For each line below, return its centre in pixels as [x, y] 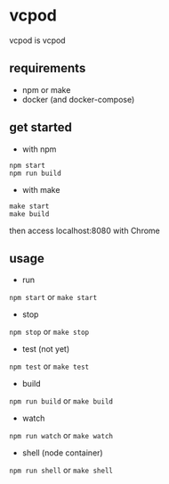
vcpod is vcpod [37, 40]
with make [41, 189]
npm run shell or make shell [61, 471]
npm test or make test [49, 366]
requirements [48, 68]
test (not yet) [46, 349]
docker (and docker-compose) [78, 99]
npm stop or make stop [49, 332]
